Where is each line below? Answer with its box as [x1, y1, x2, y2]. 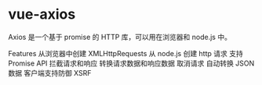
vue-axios [8, 5, 76, 23]
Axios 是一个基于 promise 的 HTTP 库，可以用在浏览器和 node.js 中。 [8, 32, 231, 41]
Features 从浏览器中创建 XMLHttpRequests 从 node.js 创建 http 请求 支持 [8, 48, 243, 58]
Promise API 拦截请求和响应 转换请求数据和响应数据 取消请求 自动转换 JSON [8, 58, 255, 68]
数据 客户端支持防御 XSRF [8, 68, 92, 77]
